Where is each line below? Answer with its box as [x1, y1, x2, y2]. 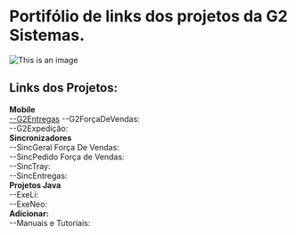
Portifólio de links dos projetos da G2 [9, 6, 288, 27]
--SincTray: [9, 160, 51, 171]
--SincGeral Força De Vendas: [9, 142, 120, 152]
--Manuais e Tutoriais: [9, 217, 91, 228]
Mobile [9, 104, 36, 115]
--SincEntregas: [9, 170, 68, 181]
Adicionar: [9, 207, 49, 219]
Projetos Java [9, 180, 62, 190]
